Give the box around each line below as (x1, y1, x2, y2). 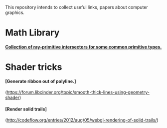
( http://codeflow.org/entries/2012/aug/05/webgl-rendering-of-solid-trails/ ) (5, 117, 159, 123)
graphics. (5, 9, 25, 15)
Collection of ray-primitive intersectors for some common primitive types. (5, 43, 162, 49)
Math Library (5, 27, 60, 38)
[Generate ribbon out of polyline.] (5, 78, 76, 84)
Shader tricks (5, 61, 62, 72)
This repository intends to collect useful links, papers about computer (5, 4, 148, 10)
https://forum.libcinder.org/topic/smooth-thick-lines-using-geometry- (6, 89, 150, 95)
